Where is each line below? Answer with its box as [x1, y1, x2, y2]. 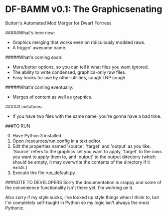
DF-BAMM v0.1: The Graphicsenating [5, 3, 163, 15]
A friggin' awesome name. [12, 44, 67, 50]
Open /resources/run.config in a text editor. [12, 138, 102, 144]
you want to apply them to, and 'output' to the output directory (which [12, 154, 156, 160]
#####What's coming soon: [5, 54, 63, 60]
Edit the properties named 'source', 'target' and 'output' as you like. [12, 143, 151, 149]
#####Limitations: [5, 103, 43, 109]
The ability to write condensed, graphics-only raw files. [12, 69, 126, 75]
